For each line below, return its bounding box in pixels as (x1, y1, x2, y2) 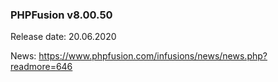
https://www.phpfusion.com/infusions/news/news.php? (38, 50, 268, 62)
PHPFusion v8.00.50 (10, 8, 113, 22)
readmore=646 (10, 61, 73, 73)
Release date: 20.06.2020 (10, 31, 117, 43)
